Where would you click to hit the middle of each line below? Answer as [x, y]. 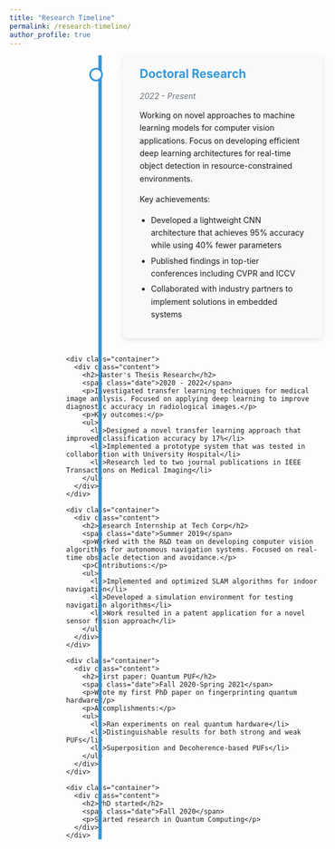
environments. [166, 179]
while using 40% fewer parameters [216, 245]
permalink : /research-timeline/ [70, 26]
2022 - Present [168, 95]
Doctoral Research [193, 74]
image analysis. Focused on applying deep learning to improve [188, 399]
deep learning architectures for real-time [215, 153]
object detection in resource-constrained [216, 166]
